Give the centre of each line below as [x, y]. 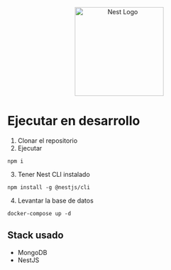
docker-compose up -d [39, 213]
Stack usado [35, 236]
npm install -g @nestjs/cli [49, 187]
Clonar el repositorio [48, 140]
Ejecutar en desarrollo [74, 121]
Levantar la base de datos [55, 200]
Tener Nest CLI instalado [54, 174]
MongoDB [32, 252]
